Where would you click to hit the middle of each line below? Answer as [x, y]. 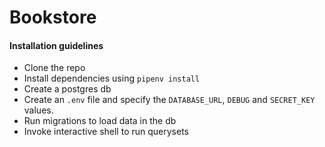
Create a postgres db [67, 89]
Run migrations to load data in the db [100, 121]
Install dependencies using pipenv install [112, 78]
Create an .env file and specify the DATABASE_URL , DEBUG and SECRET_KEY [169, 100]
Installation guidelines [56, 45]
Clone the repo [54, 68]
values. [38, 110]
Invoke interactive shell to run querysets [106, 132]
